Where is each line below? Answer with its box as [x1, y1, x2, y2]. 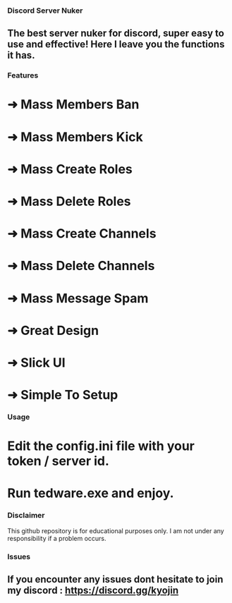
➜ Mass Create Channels [7, 226, 157, 242]
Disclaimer [7, 511, 45, 520]
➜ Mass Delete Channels [7, 258, 155, 274]
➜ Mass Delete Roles [7, 193, 132, 209]
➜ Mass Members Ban [7, 97, 140, 113]
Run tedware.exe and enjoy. [7, 485, 174, 501]
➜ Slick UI [7, 355, 66, 370]
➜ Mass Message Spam [7, 290, 149, 306]
